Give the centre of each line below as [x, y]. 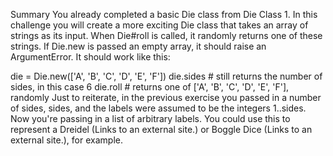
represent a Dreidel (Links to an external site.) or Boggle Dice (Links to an [161, 129]
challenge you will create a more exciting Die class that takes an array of [159, 25]
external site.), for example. [66, 140]
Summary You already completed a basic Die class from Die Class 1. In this [164, 14]
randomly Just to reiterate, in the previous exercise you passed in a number [166, 97]
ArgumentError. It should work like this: [90, 57]
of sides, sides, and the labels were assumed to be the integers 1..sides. [158, 108]
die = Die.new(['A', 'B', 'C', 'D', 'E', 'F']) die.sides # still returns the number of [166, 76]
